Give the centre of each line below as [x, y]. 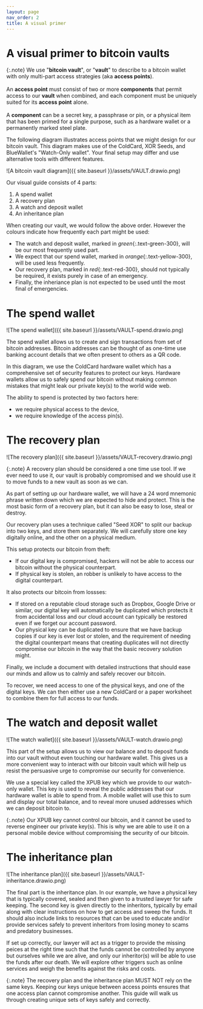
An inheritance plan [39, 214]
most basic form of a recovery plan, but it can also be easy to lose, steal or [100, 507]
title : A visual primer [36, 23]
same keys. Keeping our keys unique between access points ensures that [98, 987]
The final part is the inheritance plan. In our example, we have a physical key [102, 893]
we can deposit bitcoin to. [38, 808]
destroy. [17, 513]
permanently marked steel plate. [47, 128]
